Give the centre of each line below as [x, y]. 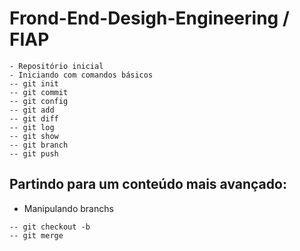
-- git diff [34, 118]
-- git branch [39, 145]
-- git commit [39, 92]
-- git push [34, 153]
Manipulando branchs [68, 208]
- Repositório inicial [56, 66]
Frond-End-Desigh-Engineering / [149, 18]
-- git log [32, 127]
